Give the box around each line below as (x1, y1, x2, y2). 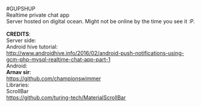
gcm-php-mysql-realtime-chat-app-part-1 (6, 56, 111, 63)
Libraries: (6, 81, 30, 88)
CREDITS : (6, 30, 31, 38)
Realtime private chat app (6, 11, 70, 19)
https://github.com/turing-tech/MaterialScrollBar (6, 94, 126, 101)
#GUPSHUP (6, 5, 36, 12)
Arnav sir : (6, 69, 31, 75)
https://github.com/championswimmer (6, 75, 101, 82)
